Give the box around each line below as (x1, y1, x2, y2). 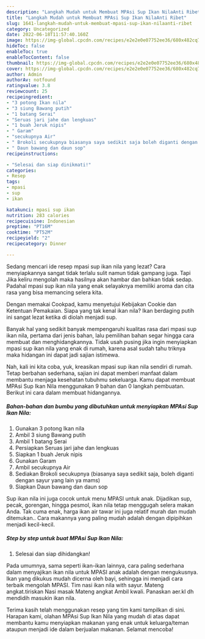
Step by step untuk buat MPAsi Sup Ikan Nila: (6, 535, 124, 542)
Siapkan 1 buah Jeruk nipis (15, 451, 83, 458)
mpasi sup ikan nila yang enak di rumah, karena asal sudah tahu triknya (6, 344, 186, 352)
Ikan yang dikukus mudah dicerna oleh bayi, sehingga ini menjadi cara (6, 574, 183, 582)
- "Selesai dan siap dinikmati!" (6, 162, 92, 168)
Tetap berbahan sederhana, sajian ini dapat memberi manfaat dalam (6, 369, 178, 377)
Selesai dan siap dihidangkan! (15, 550, 90, 557)
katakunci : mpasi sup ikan (6, 207, 75, 213)
